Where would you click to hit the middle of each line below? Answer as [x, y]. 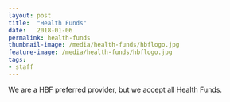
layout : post [30, 15]
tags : [17, 60]
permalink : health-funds [49, 38]
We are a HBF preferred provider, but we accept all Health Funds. [115, 89]
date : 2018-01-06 [41, 30]
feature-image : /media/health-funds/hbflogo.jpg [90, 52]
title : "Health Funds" [48, 23]
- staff [21, 67]
